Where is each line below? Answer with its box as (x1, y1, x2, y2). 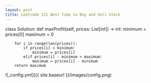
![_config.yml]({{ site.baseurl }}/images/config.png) (5, 71, 112, 78)
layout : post (5, 7, 33, 13)
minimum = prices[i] (32, 50, 75, 55)
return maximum (14, 63, 46, 68)
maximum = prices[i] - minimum (32, 58, 98, 63)
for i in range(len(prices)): (14, 41, 78, 46)
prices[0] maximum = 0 (5, 31, 54, 37)
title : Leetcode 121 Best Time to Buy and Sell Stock (5, 12, 121, 17)
